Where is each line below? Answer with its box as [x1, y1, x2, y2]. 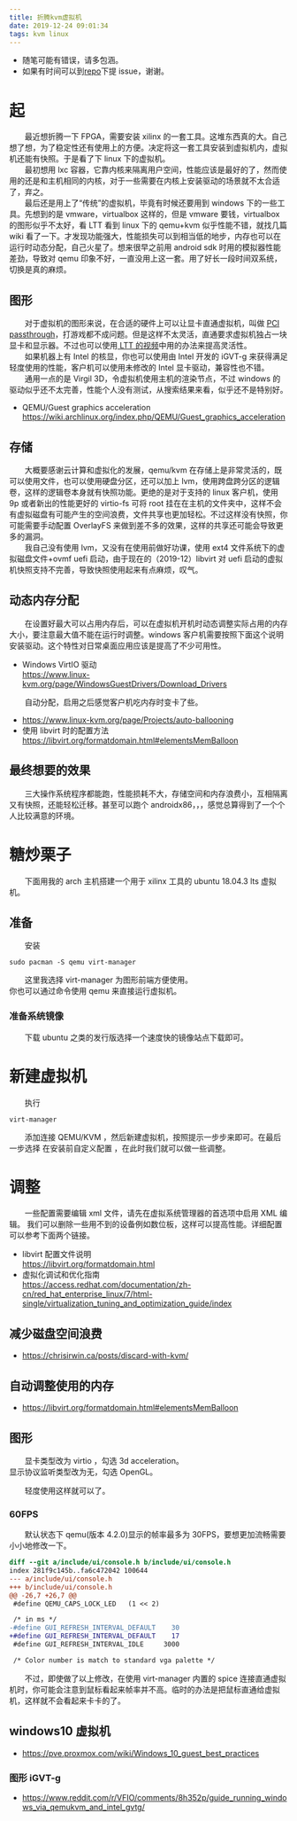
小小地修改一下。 [9, 1540, 72, 1551]
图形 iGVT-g [9, 1771, 62, 1784]
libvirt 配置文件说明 [21, 1249, 92, 1260]
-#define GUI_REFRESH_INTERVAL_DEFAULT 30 [9, 1623, 179, 1632]
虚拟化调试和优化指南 [21, 1270, 100, 1280]
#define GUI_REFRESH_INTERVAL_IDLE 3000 [12, 1640, 179, 1649]
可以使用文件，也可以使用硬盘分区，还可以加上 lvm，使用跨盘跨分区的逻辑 [9, 475, 280, 486]
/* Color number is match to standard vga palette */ [12, 1655, 216, 1665]
